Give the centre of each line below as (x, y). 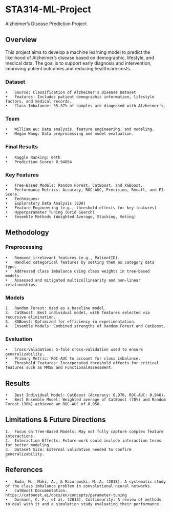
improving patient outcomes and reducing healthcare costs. (68, 68)
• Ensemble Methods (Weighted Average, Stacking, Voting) (71, 216)
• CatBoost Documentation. (36, 490)
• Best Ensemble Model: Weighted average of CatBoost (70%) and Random (86, 400)
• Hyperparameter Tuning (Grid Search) (50, 212)
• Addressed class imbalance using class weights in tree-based (78, 271)
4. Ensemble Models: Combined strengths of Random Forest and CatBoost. (86, 326)
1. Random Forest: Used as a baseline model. (56, 308)
